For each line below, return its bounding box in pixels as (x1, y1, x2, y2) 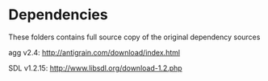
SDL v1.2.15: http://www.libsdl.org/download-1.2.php (8, 63, 183, 73)
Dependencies (8, 6, 108, 24)
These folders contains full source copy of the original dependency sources (8, 32, 261, 42)
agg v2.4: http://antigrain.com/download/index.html (8, 47, 180, 57)
